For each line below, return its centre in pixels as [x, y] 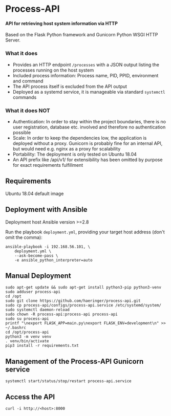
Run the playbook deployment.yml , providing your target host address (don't [85, 232]
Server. [13, 40]
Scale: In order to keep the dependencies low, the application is [80, 138]
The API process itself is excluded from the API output [70, 86]
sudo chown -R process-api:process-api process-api [61, 314]
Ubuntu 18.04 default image [35, 193]
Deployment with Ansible [47, 210]
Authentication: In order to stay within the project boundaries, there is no [89, 121]
